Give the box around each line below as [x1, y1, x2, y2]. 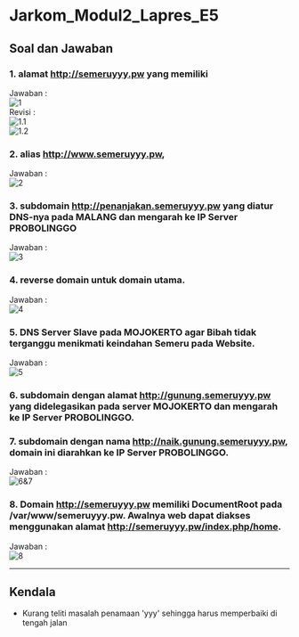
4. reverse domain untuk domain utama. [9, 274, 185, 286]
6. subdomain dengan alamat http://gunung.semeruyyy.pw [9, 388, 271, 401]
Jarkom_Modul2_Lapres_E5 [9, 5, 220, 26]
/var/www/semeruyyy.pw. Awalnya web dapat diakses [9, 510, 251, 522]
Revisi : [9, 106, 36, 117]
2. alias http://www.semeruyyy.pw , [9, 148, 166, 160]
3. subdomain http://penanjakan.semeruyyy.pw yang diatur [9, 200, 274, 212]
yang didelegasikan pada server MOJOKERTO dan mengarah [9, 400, 279, 412]
